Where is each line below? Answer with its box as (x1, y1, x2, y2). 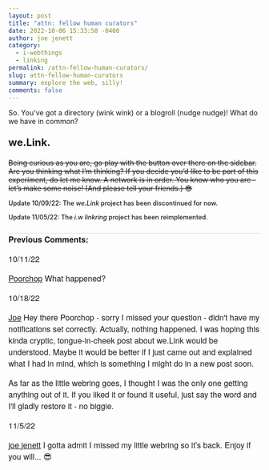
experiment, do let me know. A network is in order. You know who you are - (8, 175, 256, 184)
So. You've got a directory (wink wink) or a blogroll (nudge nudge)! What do (8, 108, 259, 118)
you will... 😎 (8, 450, 52, 463)
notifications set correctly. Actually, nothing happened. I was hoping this (8, 322, 260, 335)
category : (8, 42, 42, 50)
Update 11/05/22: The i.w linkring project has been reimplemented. (8, 213, 208, 221)
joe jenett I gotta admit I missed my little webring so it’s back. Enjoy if (8, 438, 251, 451)
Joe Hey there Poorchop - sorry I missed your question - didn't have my (8, 311, 260, 323)
